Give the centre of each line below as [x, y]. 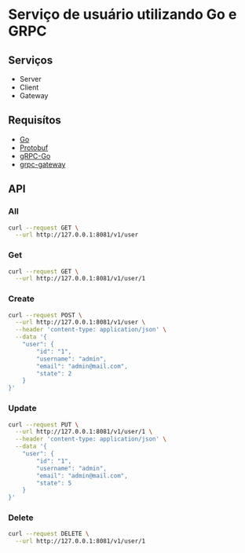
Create [22, 298]
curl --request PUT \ [44, 425]
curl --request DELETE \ [49, 534]
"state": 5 [54, 483]
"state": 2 [54, 374]
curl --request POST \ [45, 315]
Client [29, 87]
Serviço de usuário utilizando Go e [122, 15]
